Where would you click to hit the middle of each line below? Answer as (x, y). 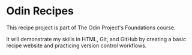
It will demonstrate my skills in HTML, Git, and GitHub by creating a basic (96, 39)
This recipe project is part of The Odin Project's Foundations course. (91, 27)
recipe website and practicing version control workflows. (76, 45)
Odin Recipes (40, 11)
